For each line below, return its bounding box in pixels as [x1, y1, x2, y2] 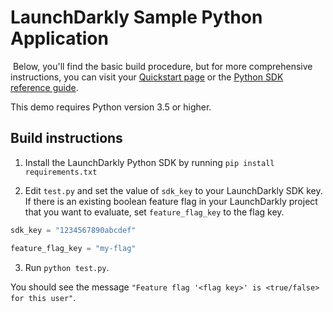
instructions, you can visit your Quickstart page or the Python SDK [10, 71, 284, 83]
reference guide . [10, 81, 79, 93]
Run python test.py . [24, 261, 110, 273]
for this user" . [10, 291, 77, 303]
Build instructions [10, 130, 123, 147]
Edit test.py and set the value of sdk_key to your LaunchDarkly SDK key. [24, 184, 323, 196]
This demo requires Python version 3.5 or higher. [10, 101, 212, 113]
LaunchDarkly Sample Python [10, 6, 263, 29]
